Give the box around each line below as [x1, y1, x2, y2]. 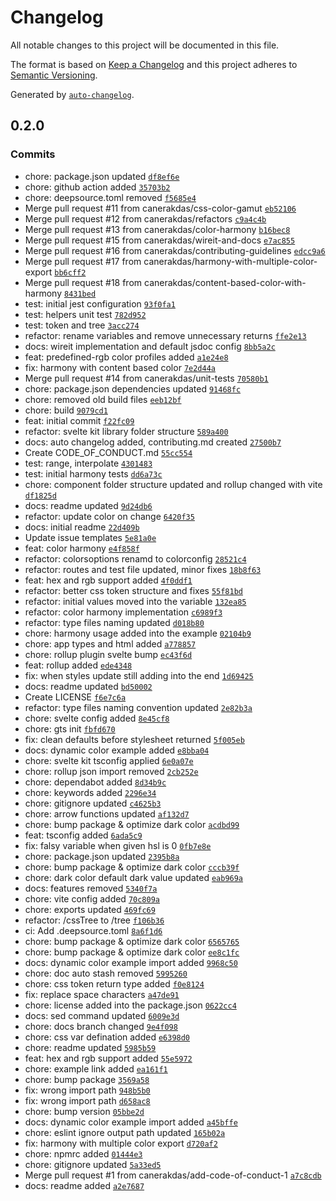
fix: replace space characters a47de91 [24, 988, 180, 1000]
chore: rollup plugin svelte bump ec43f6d [24, 648, 193, 660]
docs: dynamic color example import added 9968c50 [24, 956, 238, 968]
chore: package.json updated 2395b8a [24, 850, 180, 862]
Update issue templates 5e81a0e [24, 531, 157, 543]
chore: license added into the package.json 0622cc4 [24, 999, 237, 1011]
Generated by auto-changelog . [10, 88, 135, 100]
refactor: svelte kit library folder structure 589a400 [24, 425, 229, 437]
